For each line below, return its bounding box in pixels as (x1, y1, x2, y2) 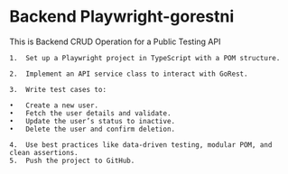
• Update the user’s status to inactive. (9, 116, 176, 125)
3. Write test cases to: (9, 85, 107, 94)
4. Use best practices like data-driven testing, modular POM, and (9, 140, 273, 150)
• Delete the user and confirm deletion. (9, 124, 176, 133)
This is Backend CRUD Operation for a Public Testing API (9, 36, 221, 47)
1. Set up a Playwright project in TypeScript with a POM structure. (9, 53, 281, 62)
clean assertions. (9, 148, 79, 157)
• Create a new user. (9, 101, 99, 110)
